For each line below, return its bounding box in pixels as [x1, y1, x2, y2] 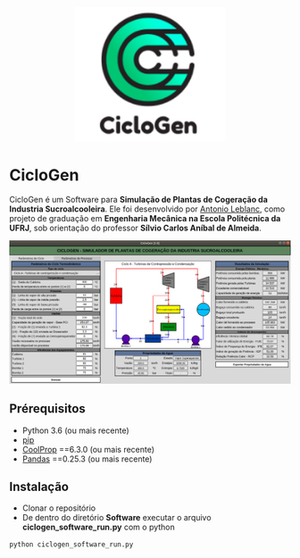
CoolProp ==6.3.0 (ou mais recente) [21, 444, 154, 454]
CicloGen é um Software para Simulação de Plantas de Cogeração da [9, 195, 268, 205]
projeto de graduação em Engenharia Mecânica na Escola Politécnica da [9, 213, 281, 224]
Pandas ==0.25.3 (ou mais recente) [21, 454, 153, 464]
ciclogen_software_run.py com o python [21, 521, 176, 533]
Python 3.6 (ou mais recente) [21, 425, 129, 436]
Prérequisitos [9, 401, 87, 417]
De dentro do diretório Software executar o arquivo [21, 512, 212, 523]
